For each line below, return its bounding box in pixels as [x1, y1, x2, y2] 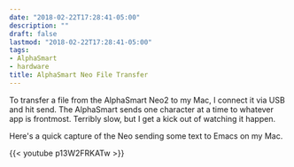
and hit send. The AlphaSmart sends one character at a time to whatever [9, 103, 275, 115]
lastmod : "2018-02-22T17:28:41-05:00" [9, 37, 152, 47]
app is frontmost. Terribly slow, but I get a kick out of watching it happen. [9, 113, 276, 124]
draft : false [9, 29, 58, 38]
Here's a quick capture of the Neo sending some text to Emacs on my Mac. [9, 130, 283, 141]
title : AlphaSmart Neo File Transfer [9, 71, 149, 80]
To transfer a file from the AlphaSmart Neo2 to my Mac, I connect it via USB [9, 95, 285, 105]
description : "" [9, 21, 69, 30]
